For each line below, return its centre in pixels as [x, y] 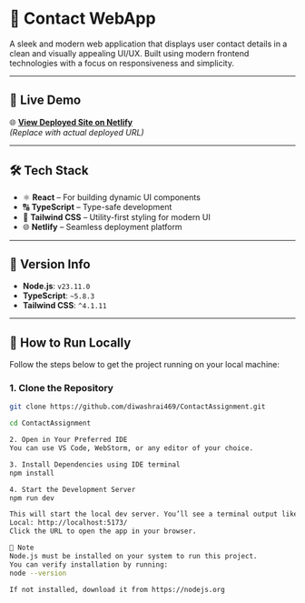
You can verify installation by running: [89, 564]
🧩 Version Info [50, 264]
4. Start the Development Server [73, 489]
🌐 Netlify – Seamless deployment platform [103, 226]
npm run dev [32, 498]
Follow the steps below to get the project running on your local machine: [144, 365]
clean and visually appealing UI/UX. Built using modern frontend [129, 53]
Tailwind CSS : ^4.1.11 [64, 306]
